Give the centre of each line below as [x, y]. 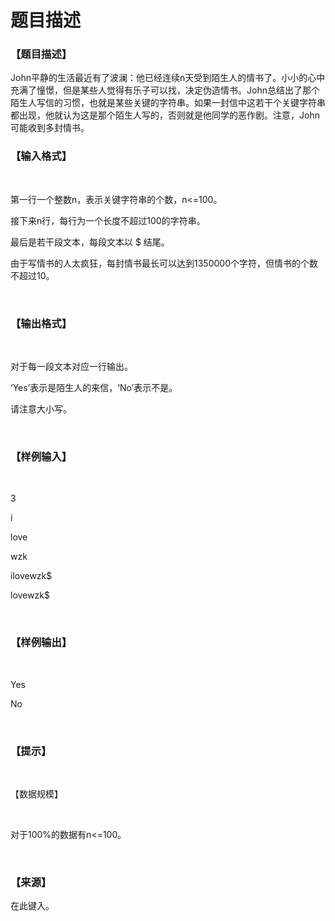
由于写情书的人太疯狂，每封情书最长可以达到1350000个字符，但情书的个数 [164, 263]
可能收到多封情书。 [50, 128]
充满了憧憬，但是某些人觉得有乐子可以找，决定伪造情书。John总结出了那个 [165, 90]
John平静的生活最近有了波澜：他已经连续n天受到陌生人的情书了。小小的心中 [168, 78]
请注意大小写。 [41, 409]
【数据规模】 [36, 793]
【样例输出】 [41, 643]
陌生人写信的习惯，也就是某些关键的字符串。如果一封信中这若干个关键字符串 [168, 103]
